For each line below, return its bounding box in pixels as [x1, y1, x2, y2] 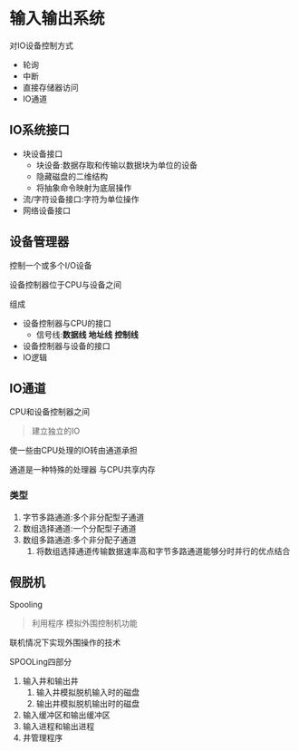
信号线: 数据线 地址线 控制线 [35, 328, 139, 340]
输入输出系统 [9, 8, 106, 29]
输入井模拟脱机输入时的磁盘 [35, 687, 140, 698]
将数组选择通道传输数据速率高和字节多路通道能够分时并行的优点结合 [35, 545, 291, 556]
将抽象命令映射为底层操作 [35, 182, 132, 193]
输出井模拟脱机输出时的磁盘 [35, 698, 140, 709]
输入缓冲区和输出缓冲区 [22, 709, 111, 721]
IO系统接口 [9, 122, 71, 138]
